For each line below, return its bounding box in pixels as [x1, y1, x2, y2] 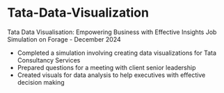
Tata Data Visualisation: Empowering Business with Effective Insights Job [7, 28, 217, 36]
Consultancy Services [17, 56, 81, 64]
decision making [17, 78, 65, 86]
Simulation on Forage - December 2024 [7, 35, 122, 43]
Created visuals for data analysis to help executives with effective [17, 71, 206, 79]
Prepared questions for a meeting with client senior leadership [17, 63, 196, 71]
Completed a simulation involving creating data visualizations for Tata [17, 49, 217, 57]
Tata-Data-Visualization [7, 5, 150, 21]
